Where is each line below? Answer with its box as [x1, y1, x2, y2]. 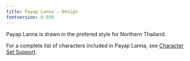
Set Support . [6, 48, 37, 55]
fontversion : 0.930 [6, 14, 54, 20]
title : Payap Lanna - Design [6, 8, 78, 15]
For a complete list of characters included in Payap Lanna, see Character [6, 42, 184, 49]
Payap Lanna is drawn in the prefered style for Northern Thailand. [6, 30, 166, 37]
